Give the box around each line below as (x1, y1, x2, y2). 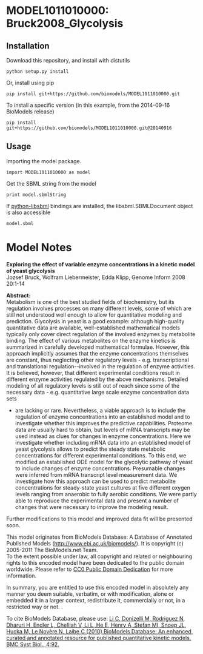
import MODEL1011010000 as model (6, 169, 91, 175)
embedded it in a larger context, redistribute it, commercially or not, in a (6, 596, 185, 604)
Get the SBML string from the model (6, 180, 96, 187)
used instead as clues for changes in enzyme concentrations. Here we (15, 432, 191, 440)
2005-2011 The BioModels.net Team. (6, 546, 98, 553)
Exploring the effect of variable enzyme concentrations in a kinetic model (6, 260, 195, 268)
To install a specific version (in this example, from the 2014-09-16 (6, 101, 170, 109)
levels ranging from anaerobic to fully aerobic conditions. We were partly (15, 490, 197, 497)
